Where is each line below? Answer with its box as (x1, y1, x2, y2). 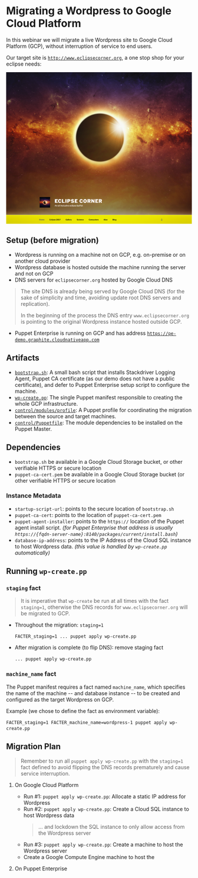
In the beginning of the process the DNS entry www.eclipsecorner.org (20, 312, 190, 319)
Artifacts (6, 353, 39, 363)
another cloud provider (14, 257, 71, 264)
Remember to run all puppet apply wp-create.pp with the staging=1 (20, 757, 184, 764)
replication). (20, 300, 50, 307)
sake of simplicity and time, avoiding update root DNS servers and (20, 294, 181, 301)
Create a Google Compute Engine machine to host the (23, 853, 155, 860)
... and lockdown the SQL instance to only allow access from (38, 823, 185, 830)
